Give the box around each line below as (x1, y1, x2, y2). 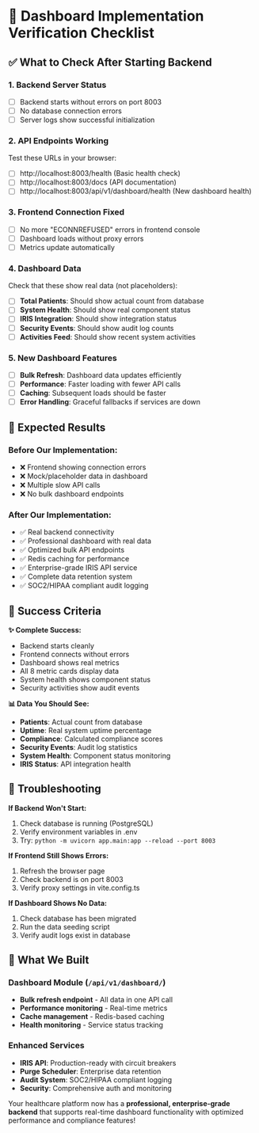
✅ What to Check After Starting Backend (8, 55, 212, 69)
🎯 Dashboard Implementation (8, 7, 204, 25)
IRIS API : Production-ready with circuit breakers (19, 1058, 177, 1067)
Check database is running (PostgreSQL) (19, 819, 154, 828)
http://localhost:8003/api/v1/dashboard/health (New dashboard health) (19, 186, 252, 196)
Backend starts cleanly (19, 641, 95, 650)
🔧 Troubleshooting (8, 782, 101, 796)
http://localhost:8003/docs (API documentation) (19, 177, 177, 187)
